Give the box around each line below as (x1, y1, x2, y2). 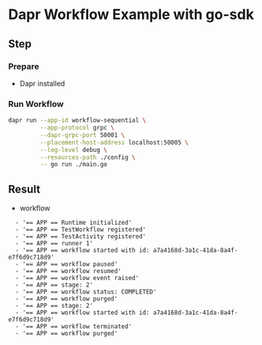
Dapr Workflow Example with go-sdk (8, 6, 254, 24)
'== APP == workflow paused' (22, 260, 118, 268)
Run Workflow (8, 98, 65, 109)
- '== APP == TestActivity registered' (15, 233, 147, 241)
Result (8, 182, 41, 195)
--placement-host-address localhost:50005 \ (39, 138, 189, 146)
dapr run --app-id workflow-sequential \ (8, 116, 147, 124)
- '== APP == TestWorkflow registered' (15, 226, 147, 234)
